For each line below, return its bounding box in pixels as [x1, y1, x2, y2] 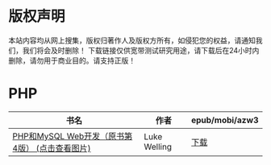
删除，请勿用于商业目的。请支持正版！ [8, 56, 135, 65]
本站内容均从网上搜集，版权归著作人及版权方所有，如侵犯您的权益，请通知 [8, 35, 256, 45]
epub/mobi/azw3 [190, 114, 259, 126]
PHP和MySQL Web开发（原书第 [12, 130, 133, 142]
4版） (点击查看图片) [12, 142, 91, 154]
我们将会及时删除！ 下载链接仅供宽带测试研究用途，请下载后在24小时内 [22, 45, 260, 55]
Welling [144, 141, 172, 152]
